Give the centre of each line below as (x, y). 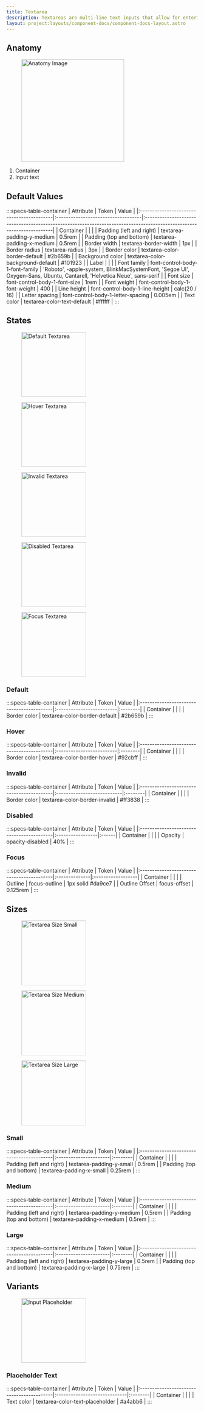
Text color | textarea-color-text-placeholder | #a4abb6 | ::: (79, 1402)
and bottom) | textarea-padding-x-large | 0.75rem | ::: (73, 1268)
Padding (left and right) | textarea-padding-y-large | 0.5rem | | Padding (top (101, 1261)
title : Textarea (27, 12)
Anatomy (24, 48)
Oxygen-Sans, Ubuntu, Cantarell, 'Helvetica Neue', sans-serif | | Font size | (100, 276)
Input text (27, 177)
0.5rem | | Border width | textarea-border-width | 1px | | (128, 243)
